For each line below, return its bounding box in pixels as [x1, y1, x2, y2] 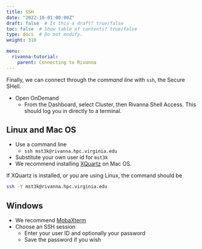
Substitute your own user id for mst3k [15, 154, 108, 161]
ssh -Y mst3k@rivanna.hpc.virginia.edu [6, 183, 108, 190]
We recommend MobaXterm [15, 217, 86, 224]
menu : [6, 48, 20, 55]
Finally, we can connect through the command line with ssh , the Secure [6, 76, 186, 83]
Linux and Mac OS [6, 125, 77, 135]
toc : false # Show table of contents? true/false [6, 26, 138, 32]
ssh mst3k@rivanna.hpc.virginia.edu [24, 148, 117, 155]
